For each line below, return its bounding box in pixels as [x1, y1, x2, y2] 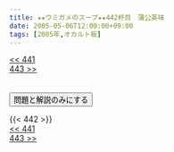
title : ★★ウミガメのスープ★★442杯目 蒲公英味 [9, 13, 165, 22]
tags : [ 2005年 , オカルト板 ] [9, 30, 102, 38]
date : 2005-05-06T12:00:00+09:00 [9, 21, 134, 30]
